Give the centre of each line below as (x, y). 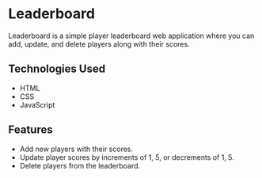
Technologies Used (57, 69)
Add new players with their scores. (76, 149)
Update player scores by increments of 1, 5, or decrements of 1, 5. (127, 157)
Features (30, 130)
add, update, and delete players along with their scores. (99, 44)
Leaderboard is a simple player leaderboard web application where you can (131, 36)
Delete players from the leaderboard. (80, 165)
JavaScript (37, 104)
